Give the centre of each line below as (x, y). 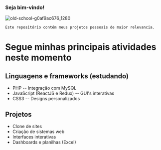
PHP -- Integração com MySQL (44, 88)
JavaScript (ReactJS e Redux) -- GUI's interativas (63, 93)
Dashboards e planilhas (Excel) (44, 142)
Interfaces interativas (34, 137)
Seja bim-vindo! (25, 7)
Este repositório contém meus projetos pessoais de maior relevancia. (80, 27)
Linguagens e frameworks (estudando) (67, 76)
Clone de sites (27, 127)
